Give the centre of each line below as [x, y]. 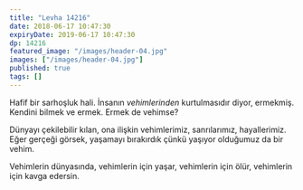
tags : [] [26, 77]
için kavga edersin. [44, 176]
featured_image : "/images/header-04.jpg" [89, 52]
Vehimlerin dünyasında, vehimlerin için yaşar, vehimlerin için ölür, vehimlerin [151, 166]
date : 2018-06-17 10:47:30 [60, 26]
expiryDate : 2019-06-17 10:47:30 [72, 34]
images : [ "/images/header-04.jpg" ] [76, 60]
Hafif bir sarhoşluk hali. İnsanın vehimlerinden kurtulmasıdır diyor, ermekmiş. [152, 102]
